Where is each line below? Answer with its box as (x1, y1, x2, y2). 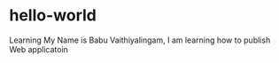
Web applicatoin (9, 43, 69, 54)
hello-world (9, 5, 97, 26)
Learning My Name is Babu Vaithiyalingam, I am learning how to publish (9, 35, 271, 45)
